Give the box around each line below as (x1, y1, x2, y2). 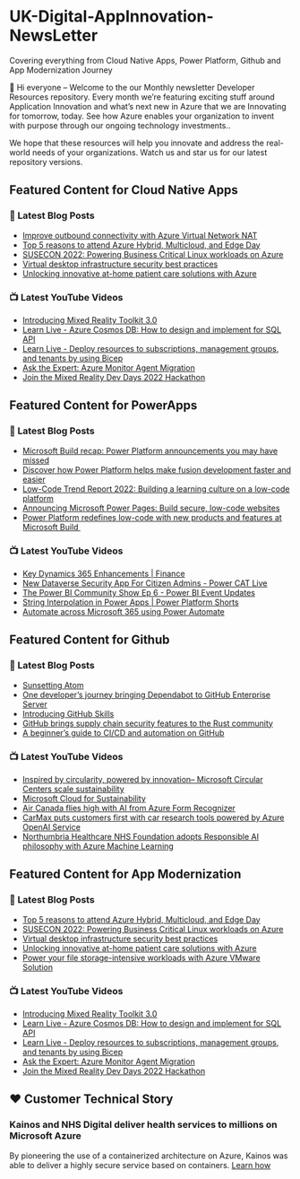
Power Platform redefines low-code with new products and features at (21, 511, 282, 522)
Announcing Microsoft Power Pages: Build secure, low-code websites (21, 502, 280, 513)
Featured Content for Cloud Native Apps (9, 182, 239, 198)
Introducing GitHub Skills (21, 708, 115, 719)
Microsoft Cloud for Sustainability (21, 792, 146, 804)
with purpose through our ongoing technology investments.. (9, 119, 231, 131)
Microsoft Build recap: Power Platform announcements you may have (21, 445, 279, 456)
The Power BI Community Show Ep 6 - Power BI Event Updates (21, 587, 255, 598)
